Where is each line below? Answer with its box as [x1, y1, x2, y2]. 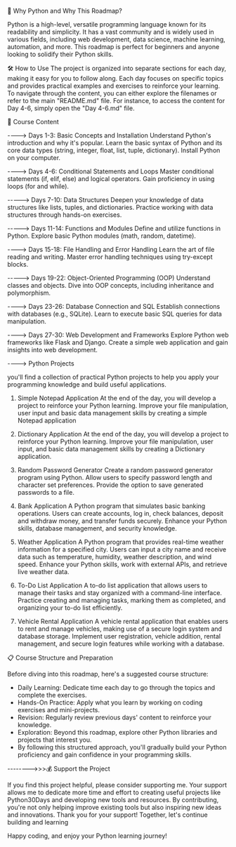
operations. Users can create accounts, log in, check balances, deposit [17, 509, 223, 517]
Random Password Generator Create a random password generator [17, 466, 214, 474]
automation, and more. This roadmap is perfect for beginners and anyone [7, 43, 220, 51]
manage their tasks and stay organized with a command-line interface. [17, 589, 223, 596]
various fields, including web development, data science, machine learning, [7, 35, 226, 44]
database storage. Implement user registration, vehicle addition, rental [17, 632, 221, 640]
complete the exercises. [17, 691, 87, 699]
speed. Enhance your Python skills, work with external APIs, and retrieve [17, 560, 228, 568]
